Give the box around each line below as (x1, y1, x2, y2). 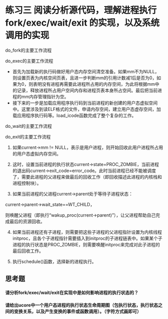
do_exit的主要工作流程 (5, 133, 51, 139)
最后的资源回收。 (9, 218, 45, 224)
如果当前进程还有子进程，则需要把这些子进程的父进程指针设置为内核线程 (12, 229, 162, 235)
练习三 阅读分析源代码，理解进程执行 (5, 5, 157, 16)
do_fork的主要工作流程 (5, 47, 52, 53)
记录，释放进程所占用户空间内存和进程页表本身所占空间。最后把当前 (17, 87, 158, 93)
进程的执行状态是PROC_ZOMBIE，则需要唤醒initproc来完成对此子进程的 (12, 241, 160, 247)
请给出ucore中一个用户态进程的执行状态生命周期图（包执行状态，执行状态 (5, 302, 158, 308)
